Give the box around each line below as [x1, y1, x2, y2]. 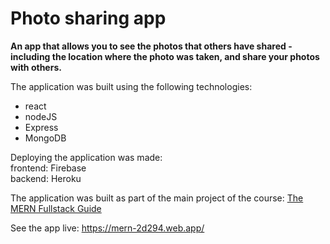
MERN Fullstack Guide [10, 202, 102, 214]
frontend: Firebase [10, 162, 87, 174]
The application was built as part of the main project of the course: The [10, 192, 304, 204]
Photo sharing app [10, 7, 167, 30]
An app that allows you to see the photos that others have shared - [10, 40, 293, 52]
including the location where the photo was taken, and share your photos [10, 50, 320, 62]
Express [24, 121, 59, 133]
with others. [10, 61, 62, 73]
